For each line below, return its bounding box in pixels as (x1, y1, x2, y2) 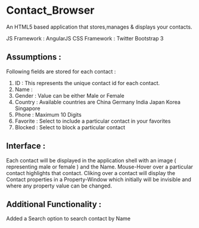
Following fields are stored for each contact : (6, 68, 116, 75)
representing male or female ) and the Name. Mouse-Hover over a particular (6, 163, 194, 170)
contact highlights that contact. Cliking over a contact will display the (6, 169, 176, 176)
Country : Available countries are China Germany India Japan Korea (14, 98, 181, 105)
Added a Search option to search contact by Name (6, 215, 131, 222)
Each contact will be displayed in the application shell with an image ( (6, 157, 177, 164)
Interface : (6, 141, 46, 151)
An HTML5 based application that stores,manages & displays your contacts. (6, 23, 192, 30)
